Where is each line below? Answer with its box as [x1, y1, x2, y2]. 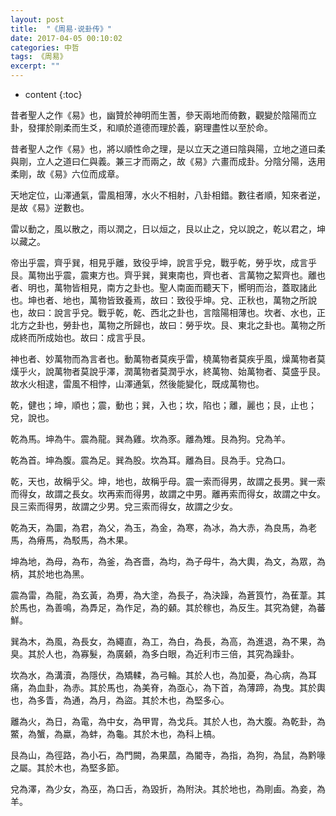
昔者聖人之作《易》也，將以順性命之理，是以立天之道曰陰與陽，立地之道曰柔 [10, 143, 326, 155]
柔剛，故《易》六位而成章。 [10, 168, 125, 180]
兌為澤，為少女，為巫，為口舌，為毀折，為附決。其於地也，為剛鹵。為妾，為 [10, 783, 326, 795]
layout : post [10, 14, 65, 25]
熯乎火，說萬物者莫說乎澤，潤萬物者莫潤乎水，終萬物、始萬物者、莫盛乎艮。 [10, 366, 326, 377]
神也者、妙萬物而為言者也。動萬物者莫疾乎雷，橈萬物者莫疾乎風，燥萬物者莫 [10, 353, 326, 365]
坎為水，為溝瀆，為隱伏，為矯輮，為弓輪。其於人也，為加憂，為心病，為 [10, 669, 308, 681]
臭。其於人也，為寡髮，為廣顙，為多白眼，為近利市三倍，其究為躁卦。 [10, 648, 300, 660]
